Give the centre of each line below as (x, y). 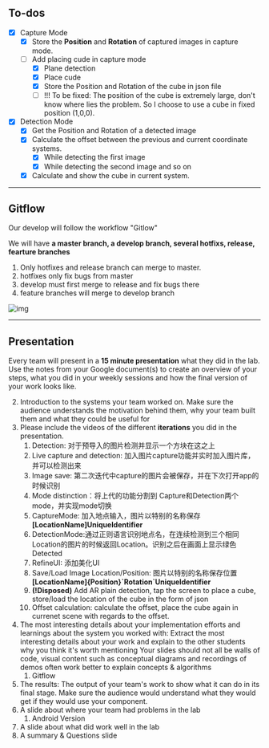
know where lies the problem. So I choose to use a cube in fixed (149, 104)
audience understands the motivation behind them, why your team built (138, 411)
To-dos (27, 13)
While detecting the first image (94, 157)
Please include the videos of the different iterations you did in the (128, 428)
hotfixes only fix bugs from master (76, 276)
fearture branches (39, 252)
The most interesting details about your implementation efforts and (130, 624)
